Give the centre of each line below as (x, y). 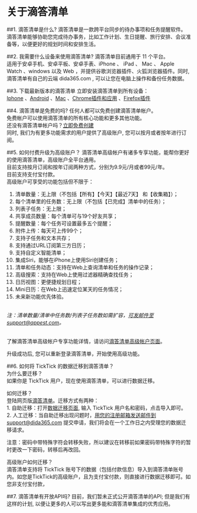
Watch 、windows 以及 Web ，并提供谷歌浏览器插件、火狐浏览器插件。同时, (98, 71)
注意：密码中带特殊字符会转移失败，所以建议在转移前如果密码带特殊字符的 (96, 442)
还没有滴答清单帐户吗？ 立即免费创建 (50, 125)
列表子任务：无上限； (41, 208)
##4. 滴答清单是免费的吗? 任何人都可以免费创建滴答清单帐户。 (82, 110)
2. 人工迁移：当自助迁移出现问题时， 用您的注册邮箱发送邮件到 (82, 415)
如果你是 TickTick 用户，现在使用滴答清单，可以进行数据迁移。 (82, 381)
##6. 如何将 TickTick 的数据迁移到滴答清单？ (61, 366)
